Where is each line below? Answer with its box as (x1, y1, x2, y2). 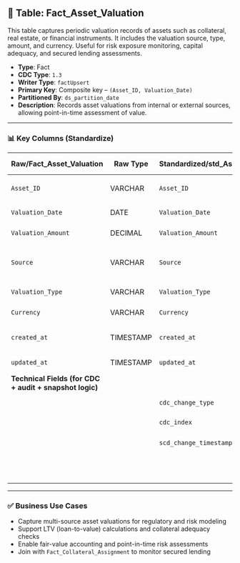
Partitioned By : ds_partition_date (17, 93, 119, 101)
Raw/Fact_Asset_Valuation (11, 159, 104, 169)
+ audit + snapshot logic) (11, 383, 99, 393)
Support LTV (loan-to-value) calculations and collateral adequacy (17, 524, 211, 533)
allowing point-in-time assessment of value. (17, 108, 147, 116)
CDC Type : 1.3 (17, 70, 62, 79)
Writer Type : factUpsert (17, 78, 90, 86)
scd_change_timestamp (159, 439, 233, 447)
